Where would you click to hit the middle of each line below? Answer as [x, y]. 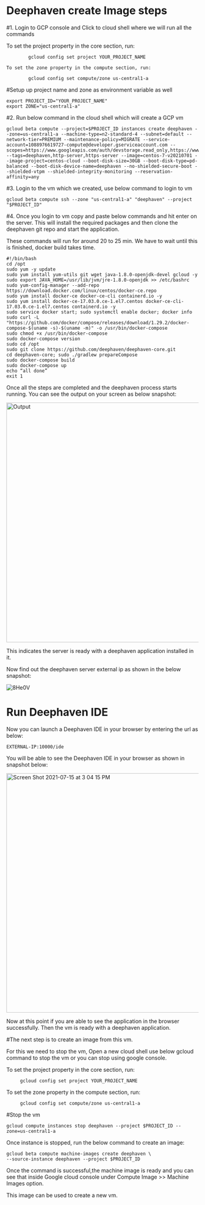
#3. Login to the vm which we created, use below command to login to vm [99, 188]
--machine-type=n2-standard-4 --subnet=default [122, 134]
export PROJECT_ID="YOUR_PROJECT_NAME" [57, 101]
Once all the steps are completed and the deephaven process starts [92, 387]
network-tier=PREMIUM [34, 139]
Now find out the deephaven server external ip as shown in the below [94, 669]
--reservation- [154, 172]
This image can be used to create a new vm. [62, 1195]
